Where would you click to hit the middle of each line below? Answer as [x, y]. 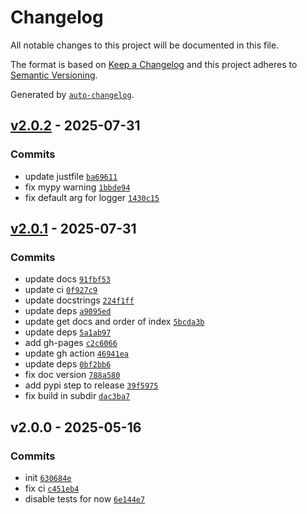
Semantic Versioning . [54, 75]
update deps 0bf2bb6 [68, 364]
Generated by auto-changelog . [72, 94]
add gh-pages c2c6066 [71, 343]
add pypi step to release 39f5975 [91, 385]
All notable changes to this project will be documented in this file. [145, 45]
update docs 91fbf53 [68, 279]
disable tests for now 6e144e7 [85, 499]
